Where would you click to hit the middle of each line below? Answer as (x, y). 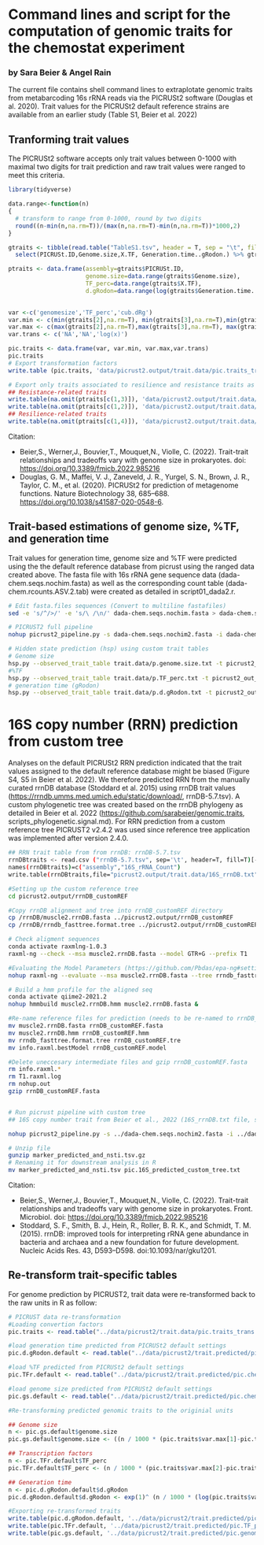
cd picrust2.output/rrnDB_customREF (68, 896)
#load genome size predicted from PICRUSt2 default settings (110, 1389)
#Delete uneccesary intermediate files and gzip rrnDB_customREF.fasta (128, 1062)
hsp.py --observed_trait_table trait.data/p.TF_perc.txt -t (109, 678)
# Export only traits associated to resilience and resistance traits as (132, 385)
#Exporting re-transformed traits (65, 1511)
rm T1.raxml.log (35, 1076)
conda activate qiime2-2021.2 (58, 997)
